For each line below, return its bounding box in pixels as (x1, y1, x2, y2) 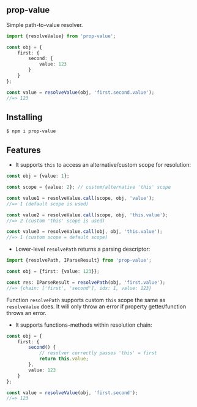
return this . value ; (39, 356, 89, 362)
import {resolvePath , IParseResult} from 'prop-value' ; (6, 257, 152, 264)
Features (6, 145, 41, 155)
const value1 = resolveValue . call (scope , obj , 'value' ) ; (6, 195, 155, 201)
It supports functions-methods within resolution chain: (15, 321, 152, 329)
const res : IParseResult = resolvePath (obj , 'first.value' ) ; (6, 279, 166, 286)
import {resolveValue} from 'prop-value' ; (6, 33, 116, 39)
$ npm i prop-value (6, 128, 56, 134)
